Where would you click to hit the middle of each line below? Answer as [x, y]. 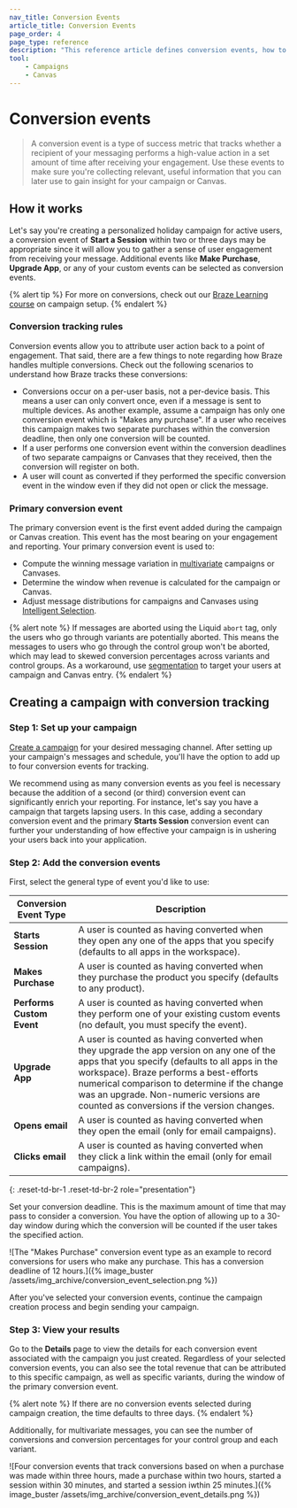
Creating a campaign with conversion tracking [139, 703]
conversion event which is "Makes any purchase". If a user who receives [154, 419]
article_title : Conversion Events [73, 26]
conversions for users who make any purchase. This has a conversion [137, 1262]
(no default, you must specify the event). [163, 1025]
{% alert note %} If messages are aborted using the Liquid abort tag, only [143, 628]
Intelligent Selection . [59, 611]
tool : [19, 58]
